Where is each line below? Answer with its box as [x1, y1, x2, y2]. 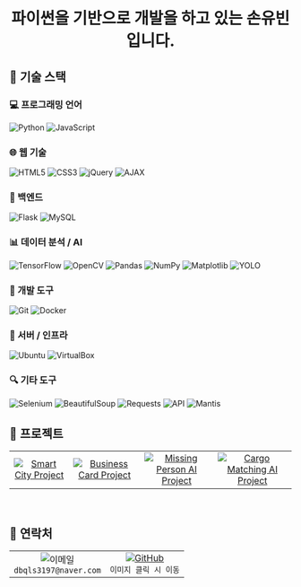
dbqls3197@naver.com [13, 565, 101, 575]
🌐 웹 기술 [9, 145, 47, 158]
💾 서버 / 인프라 [9, 329, 68, 341]
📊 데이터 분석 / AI [9, 236, 83, 249]
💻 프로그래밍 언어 [9, 98, 82, 110]
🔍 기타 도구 [9, 374, 56, 387]
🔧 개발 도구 [9, 284, 54, 296]
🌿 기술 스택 [9, 69, 67, 84]
